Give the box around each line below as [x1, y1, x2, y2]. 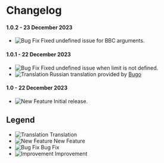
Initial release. [53, 97, 88, 105]
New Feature [53, 137, 85, 144]
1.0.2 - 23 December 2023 [6, 23, 73, 31]
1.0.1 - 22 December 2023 [6, 50, 72, 58]
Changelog [6, 4, 62, 17]
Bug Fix [41, 143, 60, 150]
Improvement [54, 150, 88, 157]
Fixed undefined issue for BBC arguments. [41, 37, 145, 44]
